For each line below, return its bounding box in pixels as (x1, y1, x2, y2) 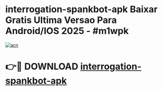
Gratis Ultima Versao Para (5, 14, 117, 26)
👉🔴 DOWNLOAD (5, 61, 78, 72)
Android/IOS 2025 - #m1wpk (5, 25, 129, 37)
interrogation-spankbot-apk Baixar (5, 4, 158, 15)
